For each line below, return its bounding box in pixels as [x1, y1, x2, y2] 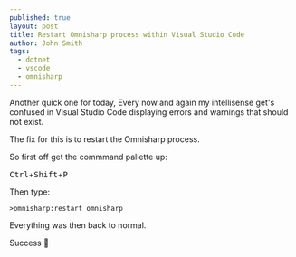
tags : [9, 47, 30, 56]
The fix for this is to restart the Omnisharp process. [9, 133, 201, 145]
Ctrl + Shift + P [9, 168, 68, 179]
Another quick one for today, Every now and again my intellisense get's [9, 97, 275, 108]
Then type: [9, 186, 51, 197]
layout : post [9, 22, 59, 31]
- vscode [17, 64, 51, 73]
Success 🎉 [9, 237, 50, 248]
